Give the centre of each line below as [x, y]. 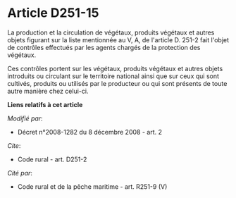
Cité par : [20, 173]
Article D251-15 [54, 13]
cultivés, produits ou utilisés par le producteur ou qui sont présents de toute [117, 83]
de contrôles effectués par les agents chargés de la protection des [104, 47]
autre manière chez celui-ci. [48, 91]
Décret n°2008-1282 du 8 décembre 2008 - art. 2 [89, 132]
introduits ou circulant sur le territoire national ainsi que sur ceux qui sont [113, 76]
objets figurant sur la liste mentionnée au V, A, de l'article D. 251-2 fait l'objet [118, 39]
